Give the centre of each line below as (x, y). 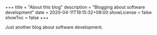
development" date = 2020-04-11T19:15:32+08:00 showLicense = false (78, 12)
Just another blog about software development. (54, 27)
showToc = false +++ (27, 17)
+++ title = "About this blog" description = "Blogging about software (75, 7)
